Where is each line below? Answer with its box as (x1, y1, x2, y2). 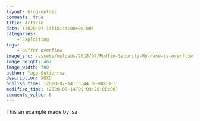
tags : (6, 42, 20, 48)
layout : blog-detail (6, 8, 58, 15)
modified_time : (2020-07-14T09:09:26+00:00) (6, 86, 118, 92)
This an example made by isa (6, 108, 78, 115)
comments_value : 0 (6, 92, 52, 98)
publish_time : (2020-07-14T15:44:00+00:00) (6, 81, 116, 87)
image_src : (6, 53, 33, 59)
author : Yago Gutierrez (6, 70, 65, 76)
